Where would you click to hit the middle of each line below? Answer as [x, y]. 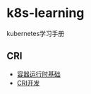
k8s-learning [45, 13]
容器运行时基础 [38, 74]
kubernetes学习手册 [36, 33]
